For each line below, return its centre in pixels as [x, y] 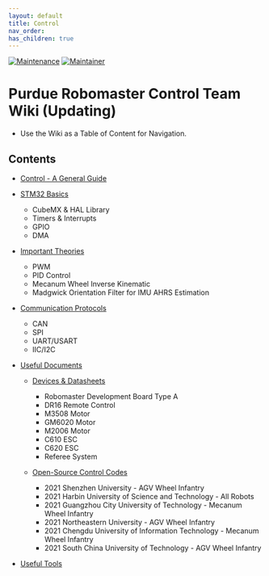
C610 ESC [61, 439]
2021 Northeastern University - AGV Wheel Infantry [130, 522]
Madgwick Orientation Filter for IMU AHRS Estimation [121, 292]
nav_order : [27, 31]
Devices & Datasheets [69, 381]
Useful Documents [51, 365]
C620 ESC [61, 448]
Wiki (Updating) [63, 111]
